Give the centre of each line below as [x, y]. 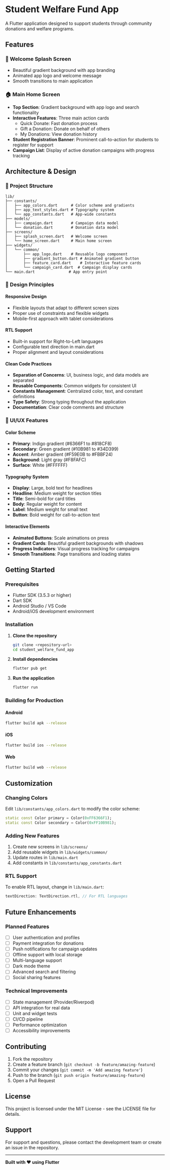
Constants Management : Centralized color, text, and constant [78, 391]
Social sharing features [37, 978]
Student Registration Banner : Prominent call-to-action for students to [86, 139]
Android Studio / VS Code [39, 606]
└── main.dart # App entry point [56, 272]
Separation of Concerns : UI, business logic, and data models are [80, 375]
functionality [26, 112]
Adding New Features [32, 835]
